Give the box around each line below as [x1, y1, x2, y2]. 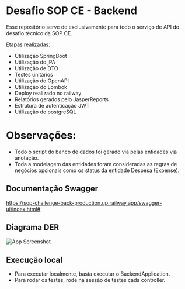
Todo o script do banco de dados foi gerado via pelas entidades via [14, 148, 177, 155]
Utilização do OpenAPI [14, 77, 69, 84]
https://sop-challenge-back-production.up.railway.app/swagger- [6, 199, 162, 206]
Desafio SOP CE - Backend [6, 4, 137, 18]
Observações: [6, 129, 76, 142]
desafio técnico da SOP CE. [6, 29, 73, 36]
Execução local [6, 254, 63, 264]
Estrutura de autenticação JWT [14, 102, 90, 109]
